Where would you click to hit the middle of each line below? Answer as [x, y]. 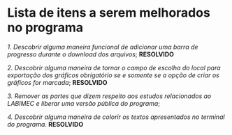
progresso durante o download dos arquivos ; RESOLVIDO [91, 54]
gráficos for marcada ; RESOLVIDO [57, 82]
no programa [45, 27]
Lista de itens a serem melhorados [109, 13]
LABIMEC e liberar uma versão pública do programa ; [84, 103]
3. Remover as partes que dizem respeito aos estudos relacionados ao [109, 96]
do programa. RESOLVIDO [45, 124]
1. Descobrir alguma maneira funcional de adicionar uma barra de [103, 47]
